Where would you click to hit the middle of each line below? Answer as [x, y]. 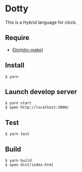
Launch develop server [41, 92]
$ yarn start [18, 103]
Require [17, 38]
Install [15, 65]
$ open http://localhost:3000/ [37, 107]
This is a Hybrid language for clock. [41, 22]
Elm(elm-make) [27, 49]
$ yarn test [17, 134]
